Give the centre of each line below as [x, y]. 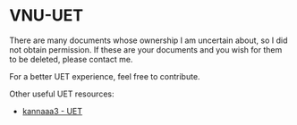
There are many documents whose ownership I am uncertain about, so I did [148, 40]
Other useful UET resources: [62, 94]
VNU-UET [47, 16]
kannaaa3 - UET [52, 111]
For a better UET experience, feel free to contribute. [105, 76]
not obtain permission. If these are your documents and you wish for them [146, 49]
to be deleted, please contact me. [71, 59]
